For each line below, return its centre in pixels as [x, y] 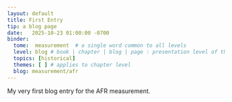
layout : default [30, 13]
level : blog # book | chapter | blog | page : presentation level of [115, 52]
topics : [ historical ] [45, 59]
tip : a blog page [32, 26]
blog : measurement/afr [46, 71]
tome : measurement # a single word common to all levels [100, 45]
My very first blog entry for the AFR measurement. [79, 91]
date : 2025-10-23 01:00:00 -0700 [58, 33]
